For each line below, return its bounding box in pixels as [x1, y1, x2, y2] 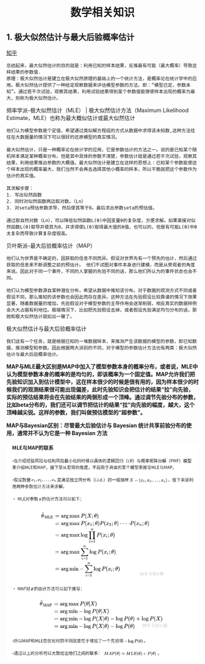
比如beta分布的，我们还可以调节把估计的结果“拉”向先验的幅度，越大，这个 [6, 401, 195, 408]
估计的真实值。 [6, 173, 38, 179]
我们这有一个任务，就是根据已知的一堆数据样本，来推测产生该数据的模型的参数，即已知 [6, 338, 193, 345]
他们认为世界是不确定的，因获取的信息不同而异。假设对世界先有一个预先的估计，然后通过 [6, 255, 197, 261]
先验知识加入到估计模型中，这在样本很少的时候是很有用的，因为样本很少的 [6, 378, 193, 386]
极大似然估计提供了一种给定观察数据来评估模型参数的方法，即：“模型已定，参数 [15, 82, 186, 88]
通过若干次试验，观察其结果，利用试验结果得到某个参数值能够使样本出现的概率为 [18, 89, 191, 95]
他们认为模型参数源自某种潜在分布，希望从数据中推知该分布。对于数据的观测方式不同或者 [6, 288, 197, 294]
